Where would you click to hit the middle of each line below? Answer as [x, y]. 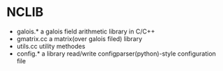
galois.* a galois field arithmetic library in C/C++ [86, 31]
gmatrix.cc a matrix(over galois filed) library [79, 38]
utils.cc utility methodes [51, 46]
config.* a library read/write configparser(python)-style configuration [116, 54]
